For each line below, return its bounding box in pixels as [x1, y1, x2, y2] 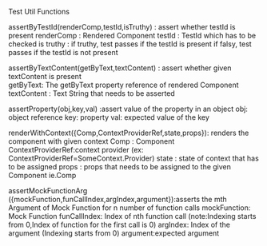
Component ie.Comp [8, 171, 77, 180]
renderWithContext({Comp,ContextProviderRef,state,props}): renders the [8, 128, 249, 137]
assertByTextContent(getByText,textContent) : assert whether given [8, 63, 232, 73]
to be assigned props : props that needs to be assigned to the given [8, 162, 232, 171]
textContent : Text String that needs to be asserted [8, 89, 176, 98]
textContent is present [8, 72, 82, 81]
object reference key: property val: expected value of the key [8, 113, 210, 122]
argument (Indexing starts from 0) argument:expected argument [8, 228, 220, 238]
